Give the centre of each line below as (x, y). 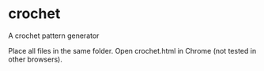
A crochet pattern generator (54, 35)
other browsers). (36, 59)
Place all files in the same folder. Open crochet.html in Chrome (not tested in (132, 50)
